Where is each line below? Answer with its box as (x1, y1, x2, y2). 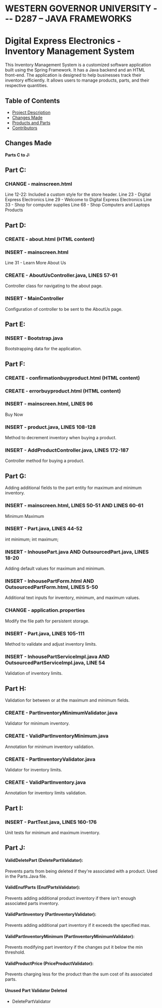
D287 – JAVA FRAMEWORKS (15, 13, 132, 24)
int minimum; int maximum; (5, 536, 59, 542)
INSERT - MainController (5, 295, 64, 302)
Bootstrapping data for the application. (5, 346, 82, 352)
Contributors (12, 125, 38, 131)
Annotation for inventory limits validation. (5, 790, 87, 796)
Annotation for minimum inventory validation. (5, 744, 95, 750)
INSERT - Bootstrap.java (5, 335, 63, 342)
